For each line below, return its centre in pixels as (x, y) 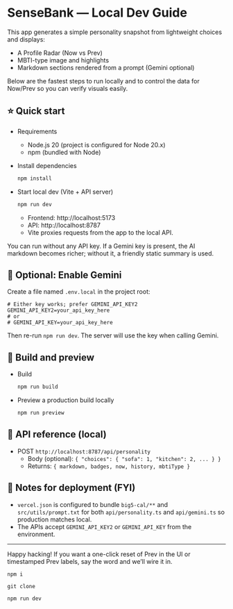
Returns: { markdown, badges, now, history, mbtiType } (109, 466)
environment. (36, 534)
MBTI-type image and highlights (63, 60)
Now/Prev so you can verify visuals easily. (68, 88)
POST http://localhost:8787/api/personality (84, 451)
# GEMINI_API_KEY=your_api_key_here (60, 323)
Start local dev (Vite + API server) (65, 192)
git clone (21, 586)
